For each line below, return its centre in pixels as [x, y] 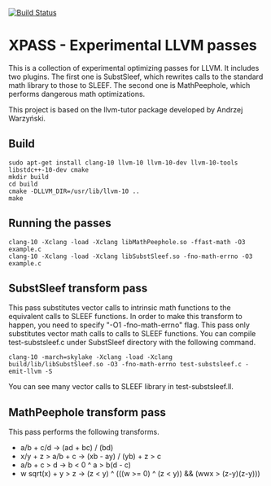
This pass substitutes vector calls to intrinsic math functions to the [120, 308]
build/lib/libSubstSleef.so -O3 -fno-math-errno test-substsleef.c [125, 365]
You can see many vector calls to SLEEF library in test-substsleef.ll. [121, 387]
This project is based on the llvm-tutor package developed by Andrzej [126, 109]
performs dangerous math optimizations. [77, 94]
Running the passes [60, 223]
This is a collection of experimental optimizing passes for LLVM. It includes [134, 68]
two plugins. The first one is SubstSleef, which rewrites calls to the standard [136, 77]
